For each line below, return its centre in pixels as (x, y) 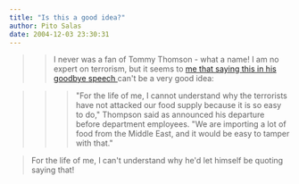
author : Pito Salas (46, 26)
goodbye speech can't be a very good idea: (133, 79)
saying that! (53, 170)
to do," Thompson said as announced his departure (170, 115)
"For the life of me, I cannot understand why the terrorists (181, 96)
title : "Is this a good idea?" (67, 17)
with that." (94, 143)
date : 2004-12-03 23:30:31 (59, 34)
